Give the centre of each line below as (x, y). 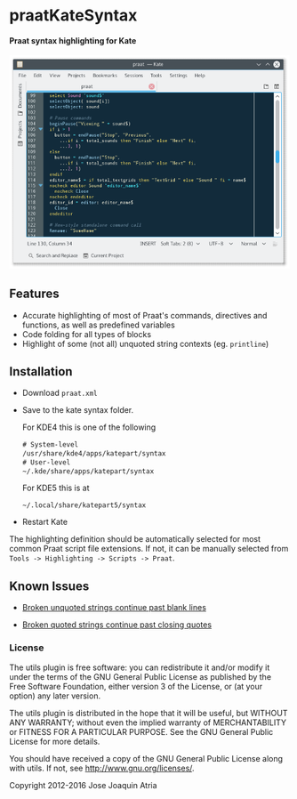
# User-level (46, 463)
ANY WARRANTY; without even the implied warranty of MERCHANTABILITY (148, 722)
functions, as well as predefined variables (98, 325)
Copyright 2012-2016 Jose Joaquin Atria (83, 785)
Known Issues (49, 586)
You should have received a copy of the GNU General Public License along (146, 758)
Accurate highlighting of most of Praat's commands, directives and (144, 315)
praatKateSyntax (73, 16)
